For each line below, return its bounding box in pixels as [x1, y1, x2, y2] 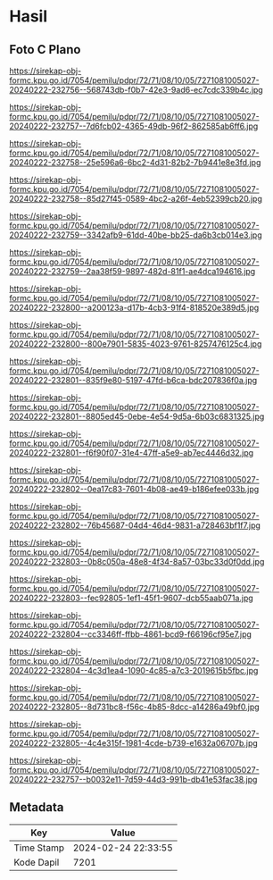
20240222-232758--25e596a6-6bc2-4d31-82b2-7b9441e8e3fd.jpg [9, 157, 261, 167]
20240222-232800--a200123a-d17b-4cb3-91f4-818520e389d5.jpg [9, 302, 260, 313]
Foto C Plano [9, 42, 81, 57]
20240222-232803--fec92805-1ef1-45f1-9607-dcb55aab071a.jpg [9, 592, 254, 603]
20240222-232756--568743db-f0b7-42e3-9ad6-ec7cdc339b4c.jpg [9, 85, 263, 95]
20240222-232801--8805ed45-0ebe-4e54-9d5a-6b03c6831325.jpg [9, 411, 265, 422]
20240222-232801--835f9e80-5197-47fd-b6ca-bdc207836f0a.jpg [9, 375, 258, 385]
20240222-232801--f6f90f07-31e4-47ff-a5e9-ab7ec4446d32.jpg [9, 448, 254, 457]
